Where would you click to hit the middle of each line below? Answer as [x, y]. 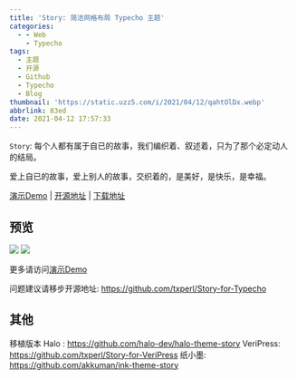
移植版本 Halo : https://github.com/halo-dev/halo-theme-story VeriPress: [145, 343]
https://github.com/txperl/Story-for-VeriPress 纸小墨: [108, 355]
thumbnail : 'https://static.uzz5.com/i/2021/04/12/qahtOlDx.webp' [137, 102]
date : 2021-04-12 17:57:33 [60, 119]
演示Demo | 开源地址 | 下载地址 [67, 196]
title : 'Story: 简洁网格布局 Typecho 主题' [87, 18]
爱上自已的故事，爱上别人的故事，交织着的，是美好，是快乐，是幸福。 [140, 177]
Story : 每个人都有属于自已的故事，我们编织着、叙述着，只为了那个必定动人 [148, 146]
